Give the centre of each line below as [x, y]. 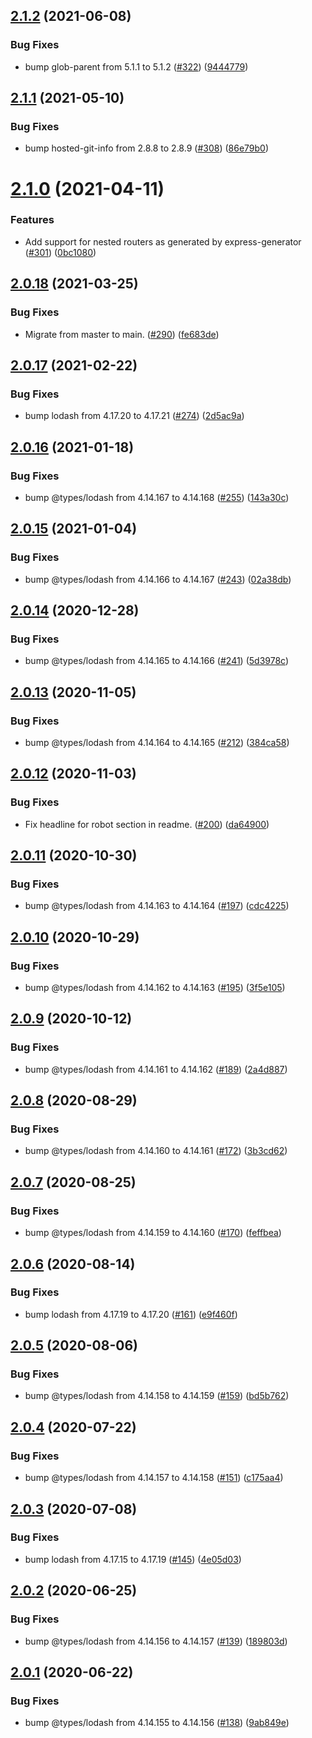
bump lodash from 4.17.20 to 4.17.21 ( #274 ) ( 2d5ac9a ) [134, 416]
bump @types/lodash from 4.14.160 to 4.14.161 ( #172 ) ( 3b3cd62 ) [156, 1151]
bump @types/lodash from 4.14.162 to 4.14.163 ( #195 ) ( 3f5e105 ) [155, 988]
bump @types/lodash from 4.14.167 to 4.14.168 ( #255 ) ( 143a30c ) [157, 497]
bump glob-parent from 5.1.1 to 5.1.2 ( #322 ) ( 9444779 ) [136, 66]
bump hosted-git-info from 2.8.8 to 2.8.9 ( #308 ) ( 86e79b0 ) [147, 148]
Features [32, 220]
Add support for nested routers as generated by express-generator [163, 241]
